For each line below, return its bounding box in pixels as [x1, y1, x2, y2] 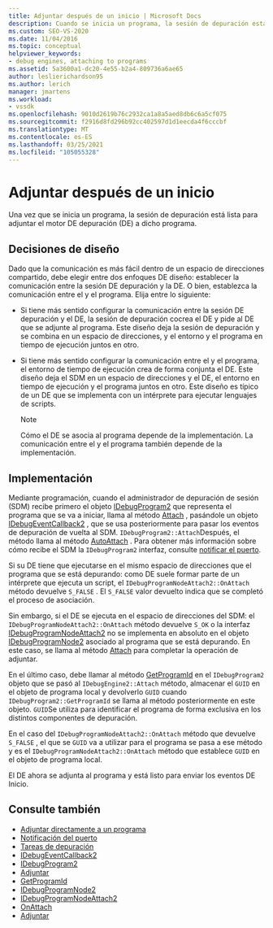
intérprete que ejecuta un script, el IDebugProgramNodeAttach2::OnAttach [8, 577, 250, 587]
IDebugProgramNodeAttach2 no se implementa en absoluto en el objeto [8, 628, 249, 638]
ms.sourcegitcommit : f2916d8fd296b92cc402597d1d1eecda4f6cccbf [8, 118, 227, 126]
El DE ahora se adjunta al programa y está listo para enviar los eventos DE [8, 770, 256, 780]
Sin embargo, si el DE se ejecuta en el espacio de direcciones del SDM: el [8, 611, 255, 621]
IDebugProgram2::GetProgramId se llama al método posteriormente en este [8, 695, 256, 705]
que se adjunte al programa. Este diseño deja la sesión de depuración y [19, 323, 260, 333]
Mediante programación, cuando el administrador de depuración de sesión [8, 493, 259, 503]
